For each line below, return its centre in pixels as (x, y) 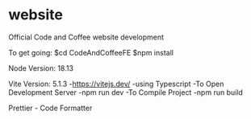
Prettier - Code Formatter (50, 108)
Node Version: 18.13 (41, 68)
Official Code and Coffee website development (86, 37)
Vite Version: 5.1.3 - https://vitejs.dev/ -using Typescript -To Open (116, 84)
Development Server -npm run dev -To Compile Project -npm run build (126, 92)
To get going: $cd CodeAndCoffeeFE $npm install (91, 52)
